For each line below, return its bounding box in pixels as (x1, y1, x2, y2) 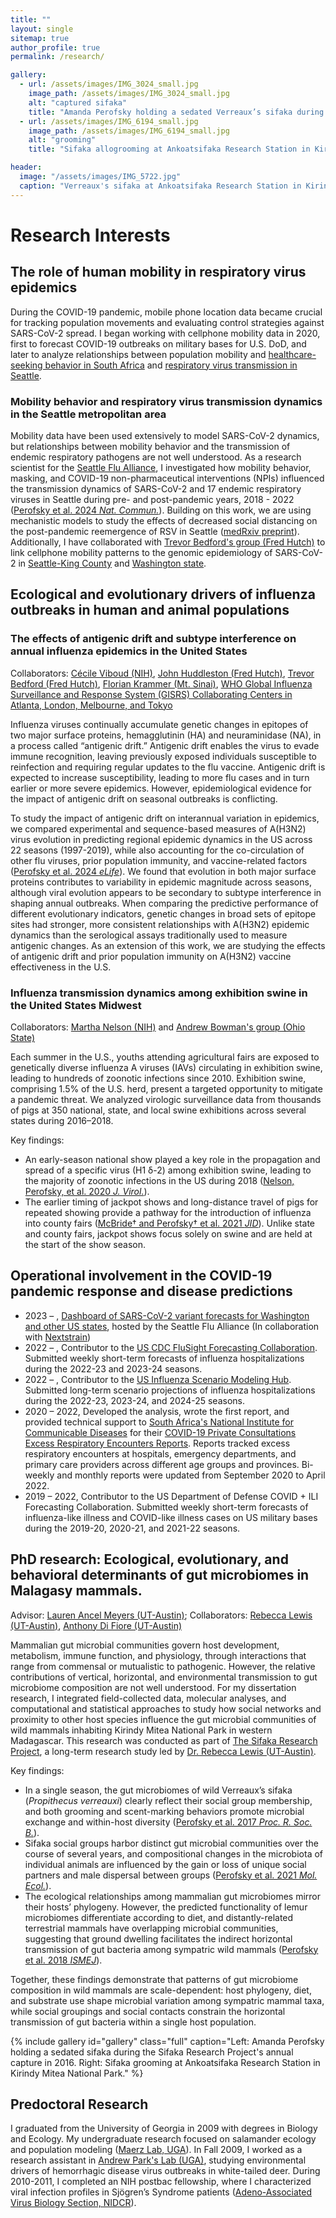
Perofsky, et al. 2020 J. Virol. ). (24, 1185, 150, 1197)
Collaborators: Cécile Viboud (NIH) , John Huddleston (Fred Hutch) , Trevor (10, 667, 315, 679)
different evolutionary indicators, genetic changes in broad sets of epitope (10, 907, 317, 920)
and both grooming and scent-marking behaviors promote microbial (24, 1805, 305, 1817)
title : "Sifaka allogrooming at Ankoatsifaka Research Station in (28, 144, 311, 155)
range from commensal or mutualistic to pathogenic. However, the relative (10, 1660, 316, 1672)
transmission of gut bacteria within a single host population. (10, 2016, 257, 2028)
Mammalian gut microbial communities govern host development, (10, 1639, 280, 1651)
